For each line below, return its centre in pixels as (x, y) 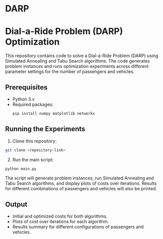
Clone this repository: (34, 141)
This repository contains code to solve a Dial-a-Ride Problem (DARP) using (82, 56)
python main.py (21, 169)
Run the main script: (33, 159)
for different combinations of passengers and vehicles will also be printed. (81, 189)
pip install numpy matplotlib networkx (54, 113)
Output (16, 204)
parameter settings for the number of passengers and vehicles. (70, 72)
